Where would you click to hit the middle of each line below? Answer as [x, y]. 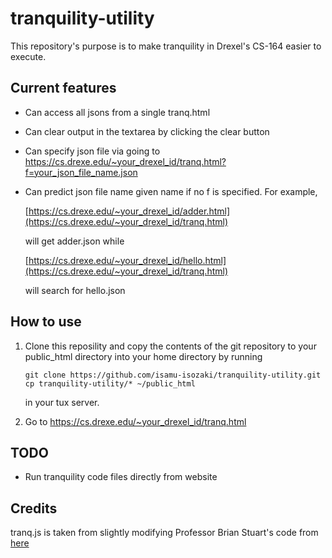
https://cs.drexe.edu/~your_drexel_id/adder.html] [129, 211]
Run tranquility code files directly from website [121, 477]
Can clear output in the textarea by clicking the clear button [147, 131]
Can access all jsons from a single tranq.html [117, 112]
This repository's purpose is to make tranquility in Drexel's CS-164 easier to [166, 46]
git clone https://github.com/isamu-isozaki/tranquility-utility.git [173, 375]
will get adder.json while [74, 241]
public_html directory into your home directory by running [143, 356]
